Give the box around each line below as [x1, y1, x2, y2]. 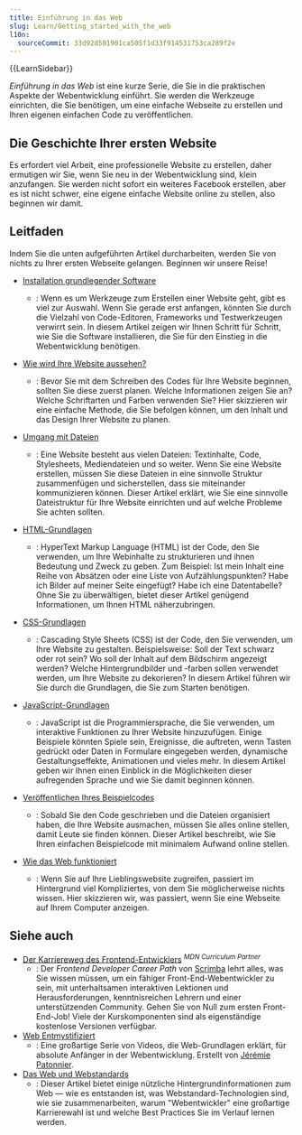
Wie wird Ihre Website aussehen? [22, 358, 147, 368]
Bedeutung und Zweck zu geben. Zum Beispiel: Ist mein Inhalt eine [35, 561, 284, 572]
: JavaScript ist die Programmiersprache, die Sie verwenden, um [35, 717, 275, 728]
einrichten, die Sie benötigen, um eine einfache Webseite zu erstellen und [9, 100, 284, 111]
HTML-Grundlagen [22, 524, 93, 535]
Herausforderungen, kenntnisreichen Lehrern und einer [35, 992, 242, 1003]
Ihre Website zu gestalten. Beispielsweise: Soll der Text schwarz [35, 643, 275, 655]
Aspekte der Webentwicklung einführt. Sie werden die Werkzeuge [9, 90, 255, 101]
